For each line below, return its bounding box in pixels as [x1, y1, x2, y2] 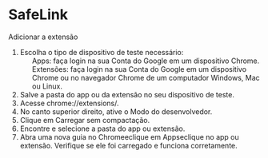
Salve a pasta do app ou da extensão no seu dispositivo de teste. [19, 89, 234, 99]
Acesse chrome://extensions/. [19, 98, 119, 108]
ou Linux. [31, 81, 62, 91]
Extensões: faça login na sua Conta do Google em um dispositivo [31, 64, 246, 73]
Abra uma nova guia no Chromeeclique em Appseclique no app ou [19, 132, 240, 141]
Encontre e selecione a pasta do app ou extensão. [19, 124, 186, 133]
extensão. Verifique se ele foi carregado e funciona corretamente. [19, 140, 238, 150]
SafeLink [8, 6, 68, 24]
